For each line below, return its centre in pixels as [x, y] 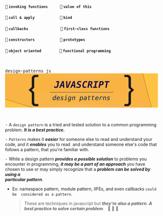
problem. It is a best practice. [35, 130]
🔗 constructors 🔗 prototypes [45, 40]
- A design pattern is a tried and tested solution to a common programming [81, 124]
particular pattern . [24, 179]
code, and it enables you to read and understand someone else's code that [81, 144]
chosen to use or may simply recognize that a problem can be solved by [78, 169]
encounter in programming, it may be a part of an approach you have [75, 164]
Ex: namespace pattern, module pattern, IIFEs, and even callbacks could [84, 189]
